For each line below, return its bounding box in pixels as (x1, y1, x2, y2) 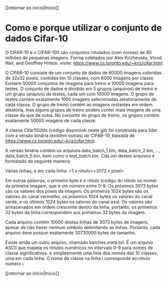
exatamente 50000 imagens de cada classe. (5, 117, 96, 123)
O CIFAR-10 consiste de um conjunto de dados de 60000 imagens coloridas (5, 69, 161, 75)
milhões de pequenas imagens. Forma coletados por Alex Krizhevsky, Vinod (5, 54, 162, 60)
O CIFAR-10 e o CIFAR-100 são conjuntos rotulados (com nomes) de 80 (5, 49, 152, 55)
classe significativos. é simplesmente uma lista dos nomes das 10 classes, (5, 250, 158, 256)
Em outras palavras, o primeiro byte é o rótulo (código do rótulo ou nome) (5, 177, 157, 183)
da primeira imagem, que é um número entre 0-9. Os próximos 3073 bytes (5, 182, 158, 188)
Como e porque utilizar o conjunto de (5, 22, 162, 33)
